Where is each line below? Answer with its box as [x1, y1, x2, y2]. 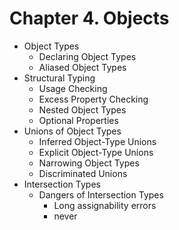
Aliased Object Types [38, 61, 127, 73]
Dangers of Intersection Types [38, 188, 164, 201]
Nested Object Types [38, 103, 127, 116]
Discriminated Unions [38, 167, 128, 179]
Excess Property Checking [38, 93, 149, 105]
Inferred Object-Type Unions [38, 135, 157, 147]
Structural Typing [23, 72, 96, 84]
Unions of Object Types [23, 125, 122, 137]
